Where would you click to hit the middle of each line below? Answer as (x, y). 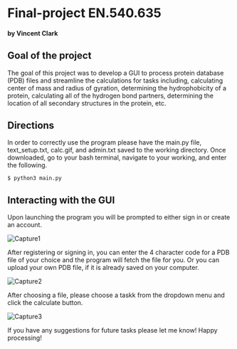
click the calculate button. (45, 303)
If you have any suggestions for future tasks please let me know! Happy (113, 330)
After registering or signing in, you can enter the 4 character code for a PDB (118, 252)
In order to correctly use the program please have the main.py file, (104, 142)
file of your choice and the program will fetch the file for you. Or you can (113, 260)
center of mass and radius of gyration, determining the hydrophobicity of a (117, 88)
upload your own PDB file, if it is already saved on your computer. (103, 268)
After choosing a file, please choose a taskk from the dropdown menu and (116, 295)
